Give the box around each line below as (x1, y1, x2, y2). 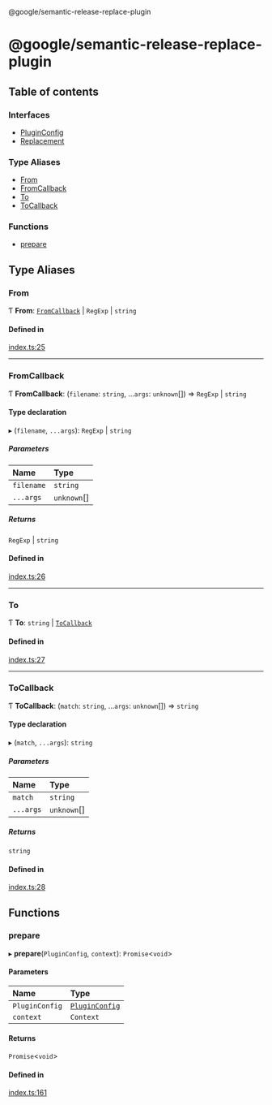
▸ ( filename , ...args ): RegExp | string (8, 425, 132, 435)
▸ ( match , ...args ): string (8, 738, 93, 747)
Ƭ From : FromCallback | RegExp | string (8, 306, 137, 316)
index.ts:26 (8, 572, 46, 581)
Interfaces (8, 109, 50, 120)
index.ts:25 (8, 343, 46, 352)
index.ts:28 (8, 883, 46, 892)
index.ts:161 (8, 1088, 47, 1098)
